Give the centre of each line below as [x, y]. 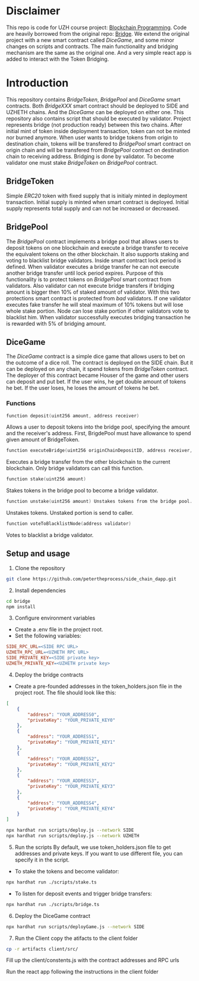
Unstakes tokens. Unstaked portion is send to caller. [70, 513]
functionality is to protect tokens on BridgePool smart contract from [89, 279]
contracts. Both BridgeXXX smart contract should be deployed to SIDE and [97, 106]
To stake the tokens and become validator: [67, 871]
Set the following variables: [48, 636]
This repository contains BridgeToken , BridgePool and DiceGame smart [93, 99]
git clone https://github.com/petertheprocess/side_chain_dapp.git [91, 579]
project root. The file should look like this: [65, 692]
